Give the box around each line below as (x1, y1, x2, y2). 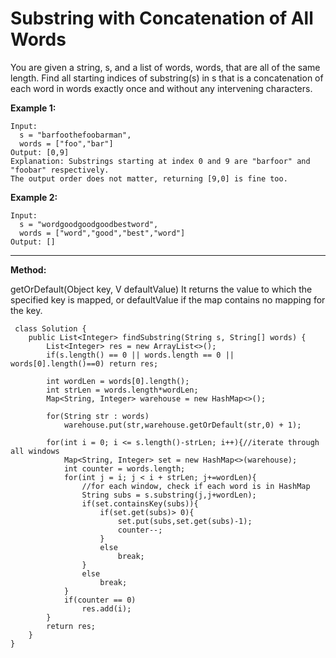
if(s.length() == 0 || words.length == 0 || (46, 350, 235, 360)
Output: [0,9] (10, 147, 70, 157)
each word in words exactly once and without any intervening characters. (10, 82, 313, 94)
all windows (10, 446, 60, 456)
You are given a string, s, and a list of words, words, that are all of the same (10, 61, 321, 73)
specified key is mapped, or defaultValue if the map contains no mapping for (10, 293, 326, 306)
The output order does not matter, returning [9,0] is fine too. (10, 173, 288, 184)
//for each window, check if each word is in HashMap (81, 481, 311, 491)
